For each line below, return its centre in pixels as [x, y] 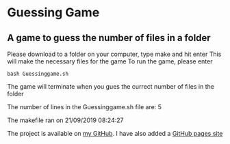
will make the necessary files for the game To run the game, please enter [110, 61]
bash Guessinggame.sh [38, 74]
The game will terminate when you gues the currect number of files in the [111, 86]
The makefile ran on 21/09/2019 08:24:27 [65, 120]
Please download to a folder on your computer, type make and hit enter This [114, 54]
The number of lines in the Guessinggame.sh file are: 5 [85, 107]
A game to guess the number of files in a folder [109, 38]
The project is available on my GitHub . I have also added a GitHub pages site [115, 133]
